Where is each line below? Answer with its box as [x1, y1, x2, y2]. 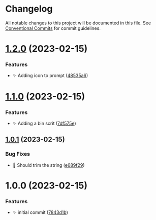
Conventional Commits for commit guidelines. [5, 25, 101, 31]
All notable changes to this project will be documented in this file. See [5, 20, 151, 26]
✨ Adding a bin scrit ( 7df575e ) [12, 120, 76, 126]
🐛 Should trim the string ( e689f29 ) [12, 162, 85, 168]
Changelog [5, 3, 53, 15]
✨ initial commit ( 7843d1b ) [12, 209, 69, 215]
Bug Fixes [5, 151, 30, 158]
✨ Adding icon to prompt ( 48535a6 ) [12, 72, 88, 79]
